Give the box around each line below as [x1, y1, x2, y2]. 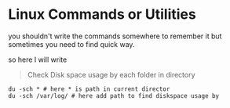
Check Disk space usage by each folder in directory [27, 70, 195, 79]
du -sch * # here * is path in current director [8, 85, 170, 93]
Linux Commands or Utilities [8, 5, 196, 23]
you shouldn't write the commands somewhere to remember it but [8, 31, 222, 41]
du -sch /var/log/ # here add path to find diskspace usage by [8, 92, 220, 99]
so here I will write [8, 55, 68, 64]
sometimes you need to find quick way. [8, 39, 135, 49]
